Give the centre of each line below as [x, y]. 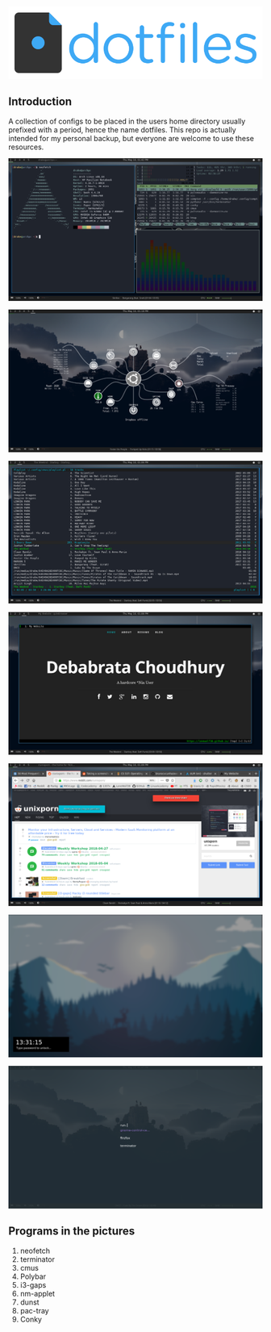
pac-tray [35, 1310]
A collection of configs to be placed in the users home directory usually [127, 121]
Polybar [33, 1276]
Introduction [40, 102]
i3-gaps [33, 1284]
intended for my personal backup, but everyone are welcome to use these [131, 138]
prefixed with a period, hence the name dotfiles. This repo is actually [122, 129]
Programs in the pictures [72, 1232]
